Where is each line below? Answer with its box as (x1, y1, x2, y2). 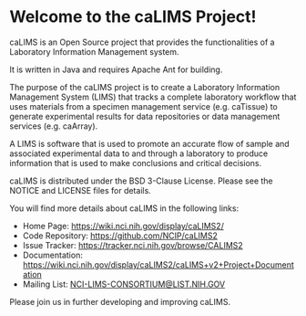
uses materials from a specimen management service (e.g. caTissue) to (9, 100, 278, 111)
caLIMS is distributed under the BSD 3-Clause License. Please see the (9, 175, 273, 186)
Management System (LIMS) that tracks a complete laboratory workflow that (9, 91, 297, 102)
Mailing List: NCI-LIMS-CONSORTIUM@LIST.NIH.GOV (22, 279, 226, 290)
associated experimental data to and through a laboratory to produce (9, 148, 269, 159)
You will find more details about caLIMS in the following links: (9, 203, 240, 214)
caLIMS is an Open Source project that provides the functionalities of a (9, 37, 275, 47)
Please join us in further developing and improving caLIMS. (9, 296, 230, 307)
